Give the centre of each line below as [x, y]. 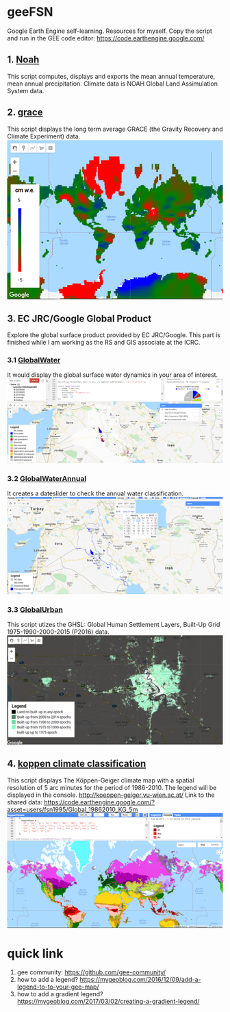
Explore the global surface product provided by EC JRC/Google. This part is [114, 335]
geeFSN [30, 12]
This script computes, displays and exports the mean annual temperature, [111, 76]
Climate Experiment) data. [44, 136]
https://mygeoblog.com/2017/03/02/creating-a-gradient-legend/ [108, 1002]
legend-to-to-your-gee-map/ [58, 987]
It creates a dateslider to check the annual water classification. [95, 493]
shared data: [25, 802]
